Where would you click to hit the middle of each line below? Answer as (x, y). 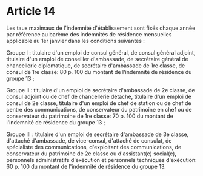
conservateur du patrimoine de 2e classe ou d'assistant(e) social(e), (92, 154)
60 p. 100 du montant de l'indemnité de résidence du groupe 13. (86, 166)
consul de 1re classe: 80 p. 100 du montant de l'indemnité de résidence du (99, 72)
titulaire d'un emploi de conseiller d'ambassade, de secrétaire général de (98, 59)
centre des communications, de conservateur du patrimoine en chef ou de (99, 109)
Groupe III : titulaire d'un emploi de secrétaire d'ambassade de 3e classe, (98, 134)
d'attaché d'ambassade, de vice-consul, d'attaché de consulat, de (89, 140)
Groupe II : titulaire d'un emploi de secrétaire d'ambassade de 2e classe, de (101, 90)
